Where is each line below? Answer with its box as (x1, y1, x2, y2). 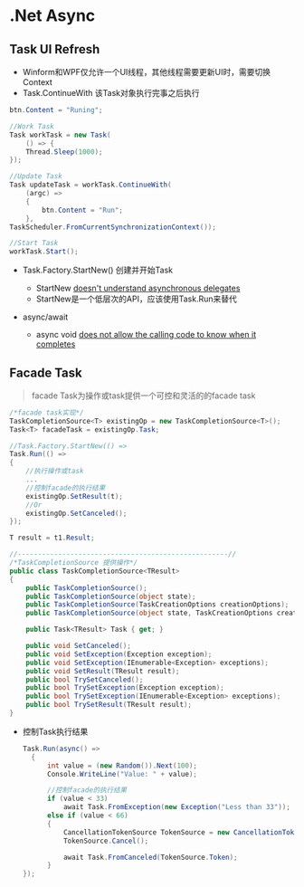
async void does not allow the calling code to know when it (35, 329, 256, 340)
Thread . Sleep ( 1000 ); (25, 147, 103, 157)
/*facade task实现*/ (9, 408, 84, 417)
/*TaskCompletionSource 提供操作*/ (9, 558, 138, 567)
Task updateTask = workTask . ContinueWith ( (9, 180, 172, 190)
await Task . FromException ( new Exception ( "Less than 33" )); (62, 803, 291, 812)
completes (35, 339, 76, 349)
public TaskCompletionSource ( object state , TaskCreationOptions (25, 608, 273, 618)
